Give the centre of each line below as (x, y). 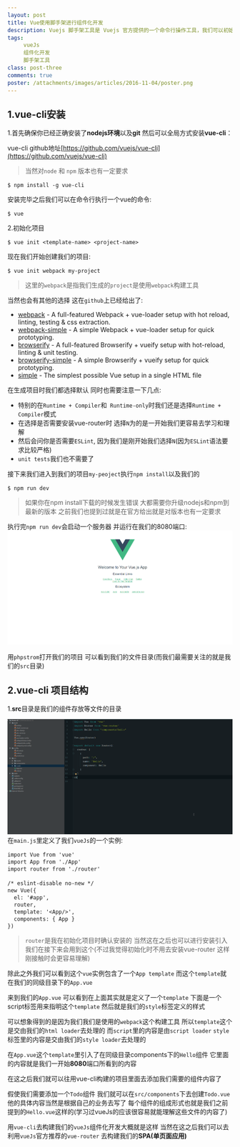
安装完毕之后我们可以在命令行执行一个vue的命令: (80, 199)
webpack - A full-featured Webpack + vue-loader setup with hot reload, (124, 315)
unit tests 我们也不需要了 (56, 459)
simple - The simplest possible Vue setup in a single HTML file (110, 376)
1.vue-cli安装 (36, 114)
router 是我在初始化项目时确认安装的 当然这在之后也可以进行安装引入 (126, 941)
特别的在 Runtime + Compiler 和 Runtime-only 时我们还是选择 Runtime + (119, 405)
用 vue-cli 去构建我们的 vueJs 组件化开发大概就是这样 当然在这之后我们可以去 (118, 1127)
